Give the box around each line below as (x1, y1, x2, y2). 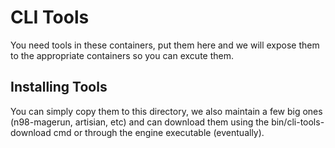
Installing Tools (10, 79, 108, 96)
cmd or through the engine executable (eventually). (53, 126, 265, 138)
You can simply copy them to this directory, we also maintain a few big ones (10, 105, 323, 117)
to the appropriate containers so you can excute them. (10, 49, 234, 61)
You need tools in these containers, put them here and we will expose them (10, 39, 320, 51)
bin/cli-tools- (271, 116, 325, 128)
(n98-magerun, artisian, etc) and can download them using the (10, 116, 270, 128)
